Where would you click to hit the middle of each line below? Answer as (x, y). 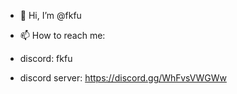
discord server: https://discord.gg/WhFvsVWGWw (123, 78)
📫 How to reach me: (62, 35)
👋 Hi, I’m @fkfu (50, 15)
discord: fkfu (46, 58)
